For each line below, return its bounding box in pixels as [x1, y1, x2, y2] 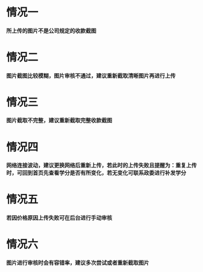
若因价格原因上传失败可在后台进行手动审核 [6, 214, 112, 221]
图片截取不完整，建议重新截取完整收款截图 [6, 117, 112, 124]
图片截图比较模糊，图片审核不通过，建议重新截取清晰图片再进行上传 [6, 72, 176, 79]
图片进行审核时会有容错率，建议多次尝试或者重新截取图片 [6, 259, 149, 266]
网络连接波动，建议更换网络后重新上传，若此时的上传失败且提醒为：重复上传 [6, 161, 197, 169]
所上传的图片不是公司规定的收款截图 [6, 27, 97, 34]
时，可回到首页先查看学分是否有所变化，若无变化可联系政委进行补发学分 [6, 169, 186, 176]
